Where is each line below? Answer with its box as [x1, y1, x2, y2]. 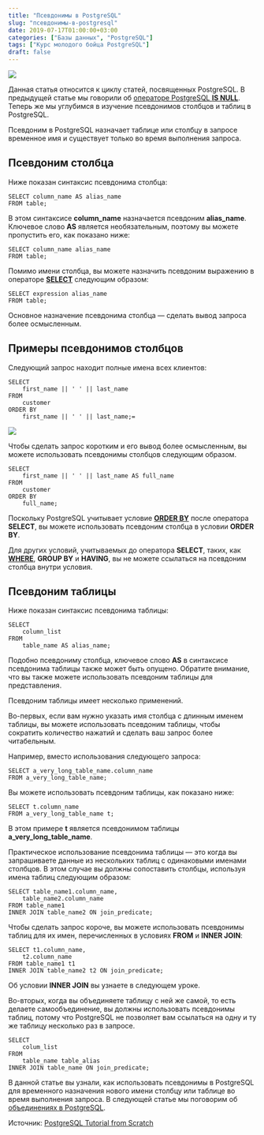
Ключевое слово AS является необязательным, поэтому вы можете [8, 222, 239, 231]
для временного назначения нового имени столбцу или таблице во [8, 1086, 236, 1096]
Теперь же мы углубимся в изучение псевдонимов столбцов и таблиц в [8, 102, 251, 111]
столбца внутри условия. [8, 562, 93, 571]
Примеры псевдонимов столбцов [8, 342, 184, 355]
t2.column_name [22, 953, 73, 961]
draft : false [8, 48, 51, 56]
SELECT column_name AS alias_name [8, 193, 122, 200]
